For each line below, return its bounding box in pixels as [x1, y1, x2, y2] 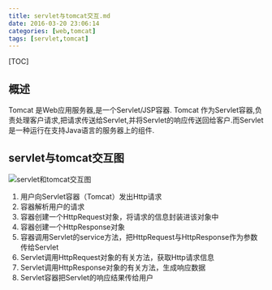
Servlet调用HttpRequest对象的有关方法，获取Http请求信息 [19, 252, 215, 262]
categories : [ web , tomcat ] [8, 27, 96, 35]
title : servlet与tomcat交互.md [8, 11, 111, 20]
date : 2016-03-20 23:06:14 [8, 19, 100, 28]
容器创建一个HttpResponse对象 [19, 222, 126, 232]
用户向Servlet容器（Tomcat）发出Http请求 [19, 191, 162, 201]
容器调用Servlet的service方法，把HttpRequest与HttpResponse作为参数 [19, 232, 258, 241]
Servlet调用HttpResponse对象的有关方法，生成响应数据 [19, 262, 205, 272]
